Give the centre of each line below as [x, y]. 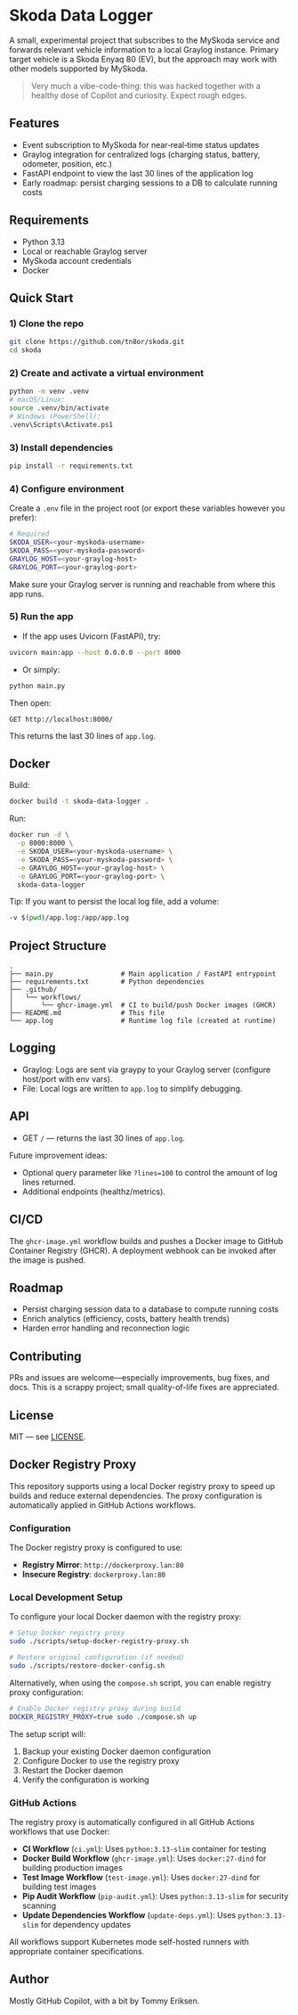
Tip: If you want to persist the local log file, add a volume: [114, 902]
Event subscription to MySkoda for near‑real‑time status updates [141, 144]
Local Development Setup [66, 1597]
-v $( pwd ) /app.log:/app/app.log [69, 918]
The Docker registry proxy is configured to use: [96, 1548]
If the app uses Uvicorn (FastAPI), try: [91, 636]
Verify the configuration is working [85, 1780]
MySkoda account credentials [77, 260]
